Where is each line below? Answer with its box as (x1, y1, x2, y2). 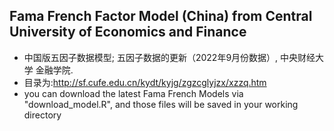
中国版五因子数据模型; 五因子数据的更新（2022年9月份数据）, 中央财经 (23, 51, 316, 63)
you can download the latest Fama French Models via (23, 87, 244, 99)
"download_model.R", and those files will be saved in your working (23, 98, 299, 110)
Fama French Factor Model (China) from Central (9, 8, 313, 25)
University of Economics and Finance (9, 24, 247, 41)
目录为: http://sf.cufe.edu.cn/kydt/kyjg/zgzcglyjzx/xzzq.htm (23, 76, 267, 88)
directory (23, 109, 62, 121)
